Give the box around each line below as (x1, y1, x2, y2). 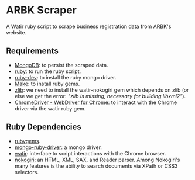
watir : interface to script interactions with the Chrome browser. (14, 150, 166, 157)
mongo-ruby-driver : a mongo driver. (14, 144, 102, 151)
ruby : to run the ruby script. (14, 68, 81, 75)
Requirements (6, 46, 59, 56)
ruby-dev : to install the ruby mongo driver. (14, 74, 117, 81)
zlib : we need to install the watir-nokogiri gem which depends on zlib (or (14, 86, 189, 94)
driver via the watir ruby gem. (14, 105, 86, 112)
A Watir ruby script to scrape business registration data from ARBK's (6, 23, 172, 30)
